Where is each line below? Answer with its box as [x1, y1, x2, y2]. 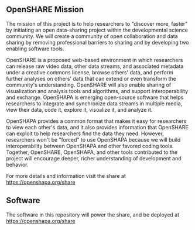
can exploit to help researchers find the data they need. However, [6, 130, 164, 137]
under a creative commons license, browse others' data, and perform [6, 68, 174, 75]
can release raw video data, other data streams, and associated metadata [6, 63, 184, 70]
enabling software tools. [6, 45, 64, 52]
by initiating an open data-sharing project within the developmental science [6, 26, 189, 33]
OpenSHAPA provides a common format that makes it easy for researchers [6, 117, 187, 125]
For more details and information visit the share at [6, 172, 126, 179]
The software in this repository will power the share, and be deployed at [6, 211, 180, 218]
